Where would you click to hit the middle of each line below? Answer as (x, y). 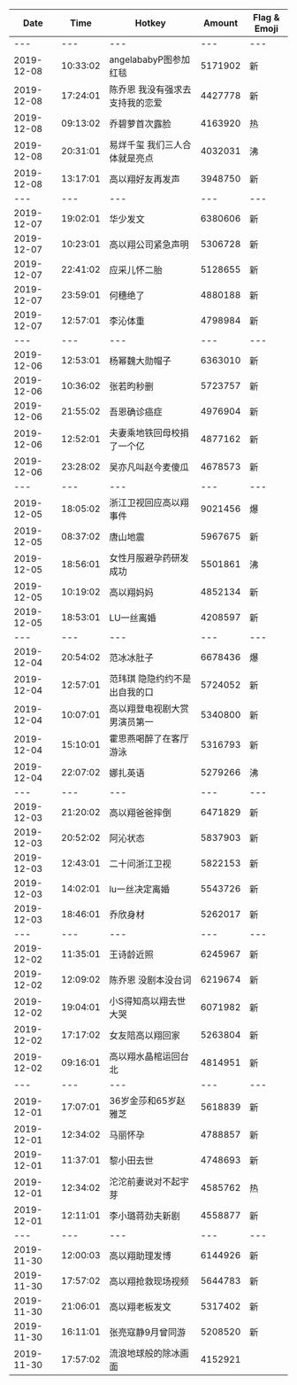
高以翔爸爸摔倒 (140, 813)
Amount (221, 23)
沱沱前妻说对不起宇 (149, 1182)
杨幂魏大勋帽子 (140, 361)
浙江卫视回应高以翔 (149, 502)
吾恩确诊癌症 (136, 412)
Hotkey (150, 23)
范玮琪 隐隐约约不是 (150, 679)
